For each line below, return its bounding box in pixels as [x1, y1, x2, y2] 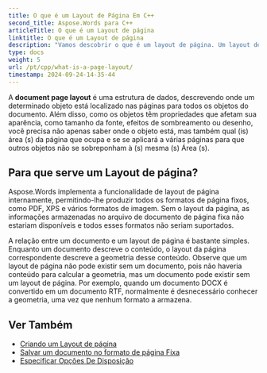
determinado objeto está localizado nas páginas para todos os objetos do [8, 101, 249, 110]
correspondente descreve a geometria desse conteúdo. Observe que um [8, 253, 248, 263]
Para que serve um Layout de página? [8, 166, 199, 179]
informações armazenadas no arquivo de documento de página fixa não [8, 212, 245, 222]
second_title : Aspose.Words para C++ [8, 19, 133, 27]
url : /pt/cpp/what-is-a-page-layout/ [8, 63, 133, 71]
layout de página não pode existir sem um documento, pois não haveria [8, 261, 242, 271]
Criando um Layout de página [19, 339, 118, 349]
